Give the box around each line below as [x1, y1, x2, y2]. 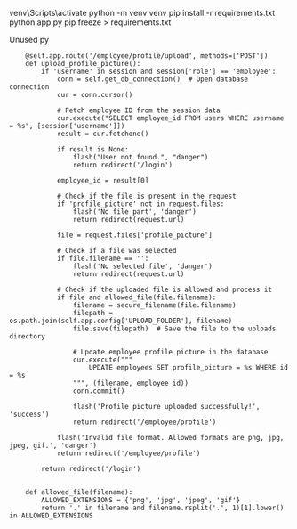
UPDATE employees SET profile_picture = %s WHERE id [88, 363, 289, 372]
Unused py [9, 35, 50, 45]
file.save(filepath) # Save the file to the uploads [72, 324, 277, 333]
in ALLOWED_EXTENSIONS [9, 511, 93, 520]
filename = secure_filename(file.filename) [72, 301, 237, 310]
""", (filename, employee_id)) [72, 378, 189, 387]
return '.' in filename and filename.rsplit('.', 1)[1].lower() [41, 503, 285, 512]
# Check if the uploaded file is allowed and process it [56, 285, 273, 294]
